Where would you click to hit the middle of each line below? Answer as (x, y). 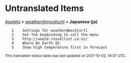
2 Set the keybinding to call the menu (55, 35)
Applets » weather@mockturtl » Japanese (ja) (51, 22)
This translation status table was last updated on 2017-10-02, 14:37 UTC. (65, 56)
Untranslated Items (44, 8)
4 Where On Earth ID (35, 43)
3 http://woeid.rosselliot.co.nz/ (50, 39)
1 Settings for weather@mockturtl (50, 30)
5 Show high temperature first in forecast (59, 47)
